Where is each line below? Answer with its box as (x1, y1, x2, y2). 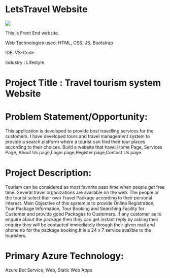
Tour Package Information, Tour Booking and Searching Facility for (5, 205, 145, 212)
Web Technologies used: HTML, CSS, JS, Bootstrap (5, 40, 113, 46)
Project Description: (5, 167, 92, 179)
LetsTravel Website (5, 4, 88, 15)
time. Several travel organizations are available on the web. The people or (5, 189, 159, 195)
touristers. (5, 232, 27, 238)
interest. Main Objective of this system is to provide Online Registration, (5, 200, 155, 206)
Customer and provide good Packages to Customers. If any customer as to (5, 211, 162, 217)
